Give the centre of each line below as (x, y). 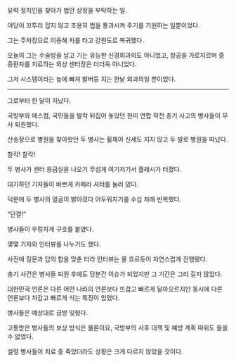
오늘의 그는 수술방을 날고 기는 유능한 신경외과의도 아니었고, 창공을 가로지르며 (112, 55)
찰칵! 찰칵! (21, 154)
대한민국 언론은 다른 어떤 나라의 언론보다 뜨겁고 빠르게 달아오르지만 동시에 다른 (115, 289)
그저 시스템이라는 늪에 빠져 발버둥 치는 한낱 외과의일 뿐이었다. (92, 79)
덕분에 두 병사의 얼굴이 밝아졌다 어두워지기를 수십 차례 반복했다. (94, 199)
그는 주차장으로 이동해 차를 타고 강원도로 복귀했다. (76, 40)
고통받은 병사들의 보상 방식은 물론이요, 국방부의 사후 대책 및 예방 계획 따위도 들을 (118, 327)
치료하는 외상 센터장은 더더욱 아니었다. (84, 64)
